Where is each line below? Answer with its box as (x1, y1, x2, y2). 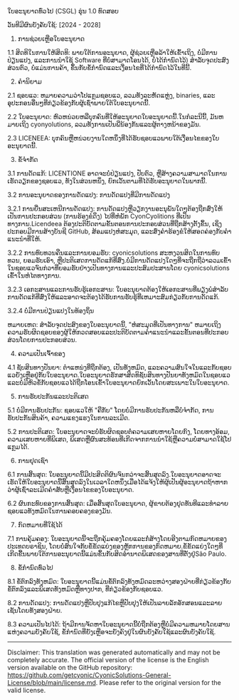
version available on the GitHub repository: (7, 664, 133, 671)
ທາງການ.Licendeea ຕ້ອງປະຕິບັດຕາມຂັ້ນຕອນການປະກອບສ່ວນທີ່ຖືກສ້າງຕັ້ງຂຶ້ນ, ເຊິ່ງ (7, 220, 223, 228)
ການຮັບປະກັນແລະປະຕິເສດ (17, 392, 89, 400)
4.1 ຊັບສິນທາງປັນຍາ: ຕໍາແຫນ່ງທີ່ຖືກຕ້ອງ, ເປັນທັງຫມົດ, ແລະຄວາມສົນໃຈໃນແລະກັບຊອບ (7, 363, 232, 371)
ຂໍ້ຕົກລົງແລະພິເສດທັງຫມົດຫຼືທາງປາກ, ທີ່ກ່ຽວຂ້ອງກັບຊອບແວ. (7, 585, 164, 593)
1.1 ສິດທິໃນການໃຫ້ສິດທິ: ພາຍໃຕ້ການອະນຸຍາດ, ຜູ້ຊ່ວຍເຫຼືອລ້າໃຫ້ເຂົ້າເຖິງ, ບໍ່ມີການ (7, 49, 218, 56)
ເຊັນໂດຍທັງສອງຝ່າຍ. (7, 607, 63, 614)
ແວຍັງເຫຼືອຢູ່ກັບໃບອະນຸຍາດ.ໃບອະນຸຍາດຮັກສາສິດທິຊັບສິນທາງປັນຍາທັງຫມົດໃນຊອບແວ (7, 371, 231, 379)
